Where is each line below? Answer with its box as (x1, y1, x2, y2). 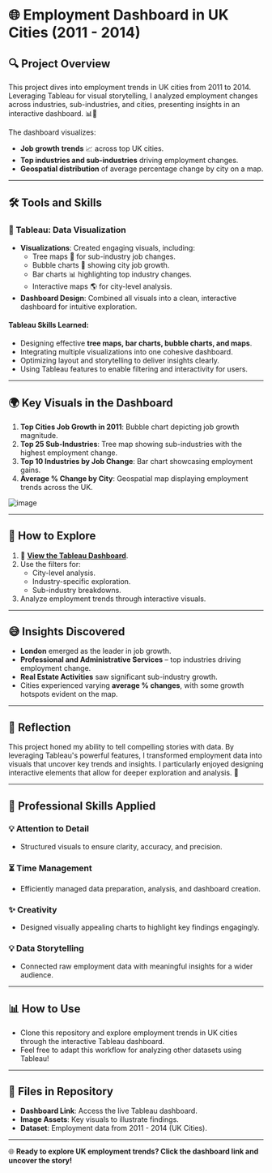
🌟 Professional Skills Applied (8, 799, 156, 813)
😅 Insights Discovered (8, 625, 125, 638)
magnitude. (19, 430, 58, 440)
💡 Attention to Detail (8, 823, 89, 835)
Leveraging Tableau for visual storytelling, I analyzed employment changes (8, 91, 258, 101)
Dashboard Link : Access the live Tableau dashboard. (19, 1106, 198, 1116)
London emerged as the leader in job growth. (19, 647, 172, 656)
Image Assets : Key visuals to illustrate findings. (19, 1115, 180, 1124)
